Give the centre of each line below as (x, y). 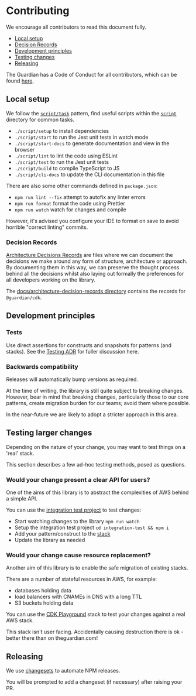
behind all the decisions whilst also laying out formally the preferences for (95, 274)
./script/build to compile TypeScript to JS (67, 168)
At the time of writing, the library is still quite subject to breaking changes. (95, 391)
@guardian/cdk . (24, 297)
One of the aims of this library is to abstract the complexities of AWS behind (97, 492)
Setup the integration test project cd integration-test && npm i (92, 527)
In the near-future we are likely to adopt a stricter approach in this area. (92, 414)
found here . (20, 81)
